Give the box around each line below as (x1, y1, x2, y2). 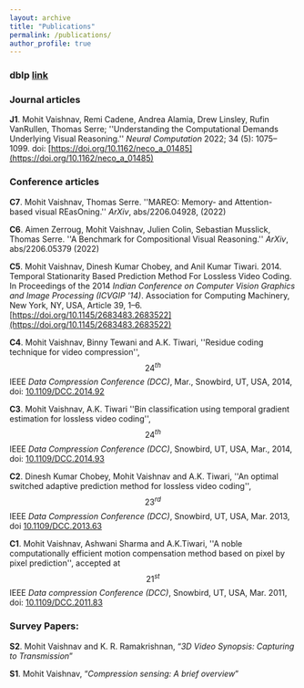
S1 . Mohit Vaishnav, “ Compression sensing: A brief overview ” (9, 668, 239, 679)
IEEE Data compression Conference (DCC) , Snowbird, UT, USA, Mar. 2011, (9, 588, 288, 599)
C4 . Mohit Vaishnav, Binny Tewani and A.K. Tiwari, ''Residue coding (9, 337, 264, 348)
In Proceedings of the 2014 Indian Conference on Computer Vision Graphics (9, 280, 296, 291)
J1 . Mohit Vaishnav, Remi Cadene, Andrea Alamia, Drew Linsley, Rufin (9, 114, 270, 125)
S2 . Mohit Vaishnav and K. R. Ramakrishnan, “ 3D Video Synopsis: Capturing (9, 641, 295, 652)
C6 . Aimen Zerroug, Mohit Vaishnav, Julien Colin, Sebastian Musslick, (9, 224, 271, 235)
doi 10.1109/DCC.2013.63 (9, 520, 103, 531)
